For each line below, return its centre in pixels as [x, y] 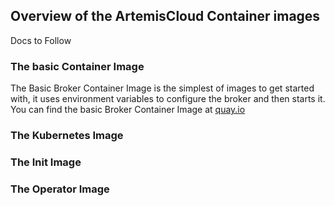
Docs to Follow [41, 40]
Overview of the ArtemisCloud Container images [165, 16]
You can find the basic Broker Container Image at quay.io [128, 110]
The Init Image [46, 162]
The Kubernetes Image [67, 136]
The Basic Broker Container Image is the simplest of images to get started [162, 88]
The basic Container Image [77, 66]
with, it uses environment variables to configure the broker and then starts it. [168, 99]
